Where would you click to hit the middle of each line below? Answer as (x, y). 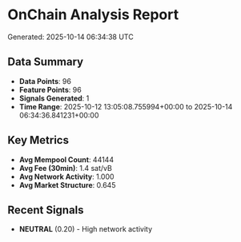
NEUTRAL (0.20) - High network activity (86, 229)
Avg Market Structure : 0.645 (67, 184)
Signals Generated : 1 (54, 98)
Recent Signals (46, 210)
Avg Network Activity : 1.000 (66, 177)
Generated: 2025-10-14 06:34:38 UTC (70, 37)
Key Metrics (38, 140)
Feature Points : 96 (50, 89)
